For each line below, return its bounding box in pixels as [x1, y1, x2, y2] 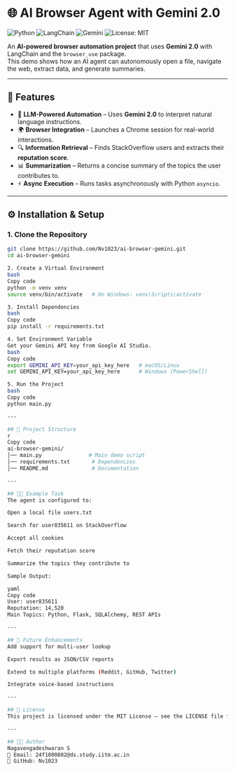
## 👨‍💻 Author [7, 738, 45, 745]
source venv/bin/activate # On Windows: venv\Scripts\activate [7, 291, 201, 298]
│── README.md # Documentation [7, 465, 139, 472]
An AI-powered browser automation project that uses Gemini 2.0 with [7, 42, 213, 50]
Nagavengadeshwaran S [7, 744, 71, 751]
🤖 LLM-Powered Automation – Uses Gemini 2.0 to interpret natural [17, 110, 212, 118]
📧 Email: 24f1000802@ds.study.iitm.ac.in [7, 751, 130, 758]
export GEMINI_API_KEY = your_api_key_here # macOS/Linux [7, 362, 180, 369]
